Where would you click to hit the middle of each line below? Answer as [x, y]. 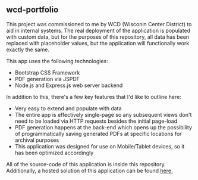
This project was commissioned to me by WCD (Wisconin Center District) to [99, 24]
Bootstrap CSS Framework [47, 72]
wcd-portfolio [32, 10]
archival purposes [37, 140]
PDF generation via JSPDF [47, 79]
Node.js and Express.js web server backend [69, 85]
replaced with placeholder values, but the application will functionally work [98, 43]
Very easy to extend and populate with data [68, 108]
